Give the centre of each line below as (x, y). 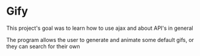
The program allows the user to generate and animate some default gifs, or (100, 40)
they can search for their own (43, 46)
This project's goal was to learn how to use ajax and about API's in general (100, 28)
